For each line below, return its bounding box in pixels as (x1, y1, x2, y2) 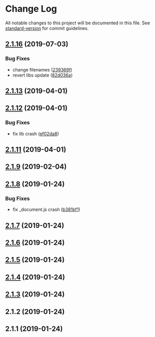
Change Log (5, 3, 57, 15)
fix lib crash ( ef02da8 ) (12, 130, 59, 137)
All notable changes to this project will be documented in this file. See (5, 20, 150, 26)
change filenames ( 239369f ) (12, 66, 73, 72)
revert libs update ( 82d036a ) (12, 72, 73, 78)
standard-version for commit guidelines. (5, 25, 89, 31)
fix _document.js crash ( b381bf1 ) (12, 206, 81, 213)
